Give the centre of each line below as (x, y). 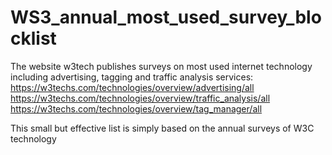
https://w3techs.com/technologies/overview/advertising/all (132, 87)
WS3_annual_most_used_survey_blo (166, 17)
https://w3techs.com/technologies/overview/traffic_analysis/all (140, 98)
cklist (33, 38)
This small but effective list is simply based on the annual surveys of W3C (162, 128)
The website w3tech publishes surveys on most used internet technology (161, 66)
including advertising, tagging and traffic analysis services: (132, 77)
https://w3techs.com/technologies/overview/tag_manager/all (136, 108)
